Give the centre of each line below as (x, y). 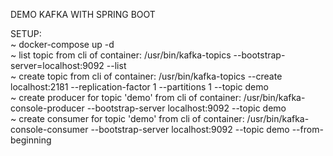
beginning (31, 140)
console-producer (47, 108)
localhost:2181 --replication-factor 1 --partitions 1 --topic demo (139, 87)
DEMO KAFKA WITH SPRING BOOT (83, 14)
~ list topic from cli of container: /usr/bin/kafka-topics (121, 55)
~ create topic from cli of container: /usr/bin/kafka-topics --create (146, 76)
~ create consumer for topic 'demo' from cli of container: (127, 118)
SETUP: (26, 33)
